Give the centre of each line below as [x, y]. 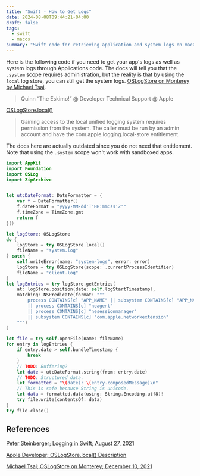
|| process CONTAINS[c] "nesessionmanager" [82, 311]
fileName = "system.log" [48, 250]
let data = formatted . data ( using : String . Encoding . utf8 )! [90, 394]
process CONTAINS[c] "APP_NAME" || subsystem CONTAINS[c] [101, 300]
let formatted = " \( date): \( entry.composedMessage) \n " [88, 383]
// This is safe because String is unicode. [73, 389]
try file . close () [28, 411]
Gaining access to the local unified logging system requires [93, 121]
